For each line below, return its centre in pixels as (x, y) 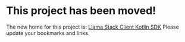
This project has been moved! (81, 11)
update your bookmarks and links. (48, 33)
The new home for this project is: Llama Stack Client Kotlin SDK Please (93, 27)
